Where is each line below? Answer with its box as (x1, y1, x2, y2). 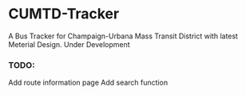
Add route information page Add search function (8, 77, 169, 88)
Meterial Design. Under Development (8, 39, 130, 49)
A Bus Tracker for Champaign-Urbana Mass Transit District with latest (8, 31, 238, 41)
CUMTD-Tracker (8, 5, 120, 23)
